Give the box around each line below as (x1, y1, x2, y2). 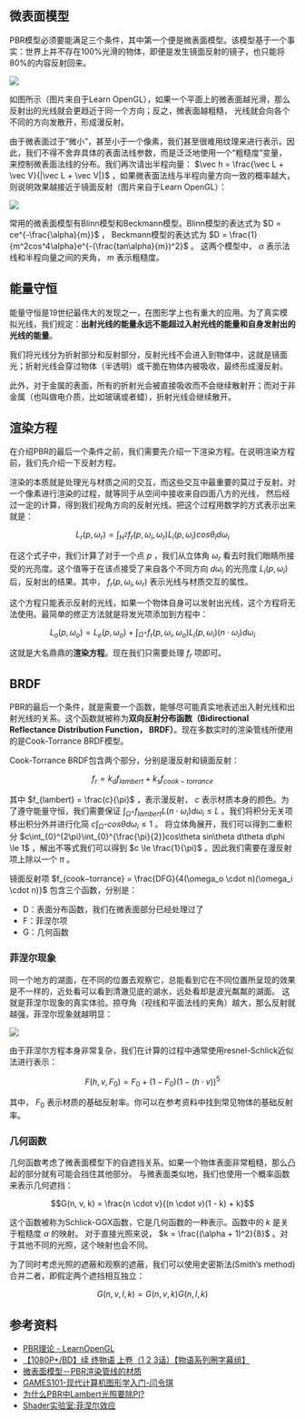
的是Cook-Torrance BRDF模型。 (9, 735, 129, 746)
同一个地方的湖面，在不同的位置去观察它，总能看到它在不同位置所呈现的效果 (9, 974, 296, 985)
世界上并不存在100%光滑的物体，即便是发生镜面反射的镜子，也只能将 (25, 46, 286, 56)
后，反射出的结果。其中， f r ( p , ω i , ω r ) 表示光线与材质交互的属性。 (9, 576, 253, 589)
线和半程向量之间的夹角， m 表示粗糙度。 (9, 251, 165, 262)
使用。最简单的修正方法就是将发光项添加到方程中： (16, 608, 209, 619)
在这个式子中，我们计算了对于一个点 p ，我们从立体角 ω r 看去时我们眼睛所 (9, 550, 288, 563)
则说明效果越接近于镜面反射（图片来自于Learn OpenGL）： (9, 181, 227, 192)
